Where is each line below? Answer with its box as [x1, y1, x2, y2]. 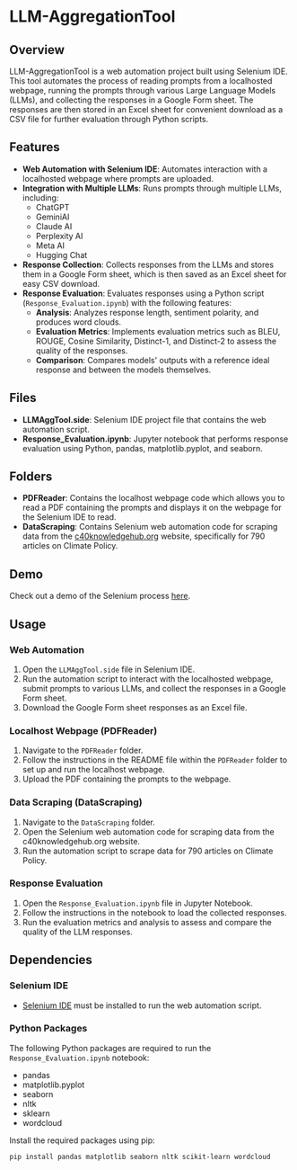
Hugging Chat [35, 249, 88, 260]
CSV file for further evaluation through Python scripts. [9, 114, 209, 124]
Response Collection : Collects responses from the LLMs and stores [22, 259, 275, 270]
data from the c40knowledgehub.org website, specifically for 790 [22, 531, 266, 541]
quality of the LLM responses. [22, 926, 133, 937]
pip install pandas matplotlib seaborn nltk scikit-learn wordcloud [9, 1152, 271, 1161]
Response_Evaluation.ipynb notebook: [9, 1052, 150, 1063]
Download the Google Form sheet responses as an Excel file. [22, 701, 248, 712]
